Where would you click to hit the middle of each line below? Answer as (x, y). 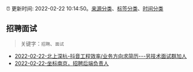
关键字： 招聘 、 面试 (42, 44)
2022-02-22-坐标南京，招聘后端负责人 (62, 63)
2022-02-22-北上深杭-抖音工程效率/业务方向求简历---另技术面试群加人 (101, 56)
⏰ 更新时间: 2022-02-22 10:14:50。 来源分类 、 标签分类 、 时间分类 (85, 8)
